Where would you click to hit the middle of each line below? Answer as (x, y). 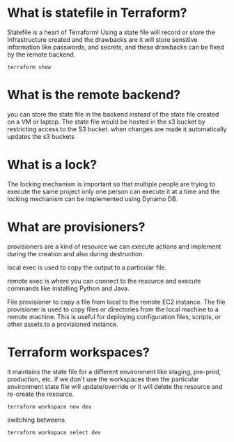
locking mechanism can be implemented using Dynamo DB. (93, 199)
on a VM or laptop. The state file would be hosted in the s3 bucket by (106, 121)
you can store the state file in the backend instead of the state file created (113, 114)
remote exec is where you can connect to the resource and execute (104, 281)
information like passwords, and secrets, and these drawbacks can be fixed (116, 47)
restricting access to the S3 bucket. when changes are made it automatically (117, 129)
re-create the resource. (41, 394)
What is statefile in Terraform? (97, 13)
